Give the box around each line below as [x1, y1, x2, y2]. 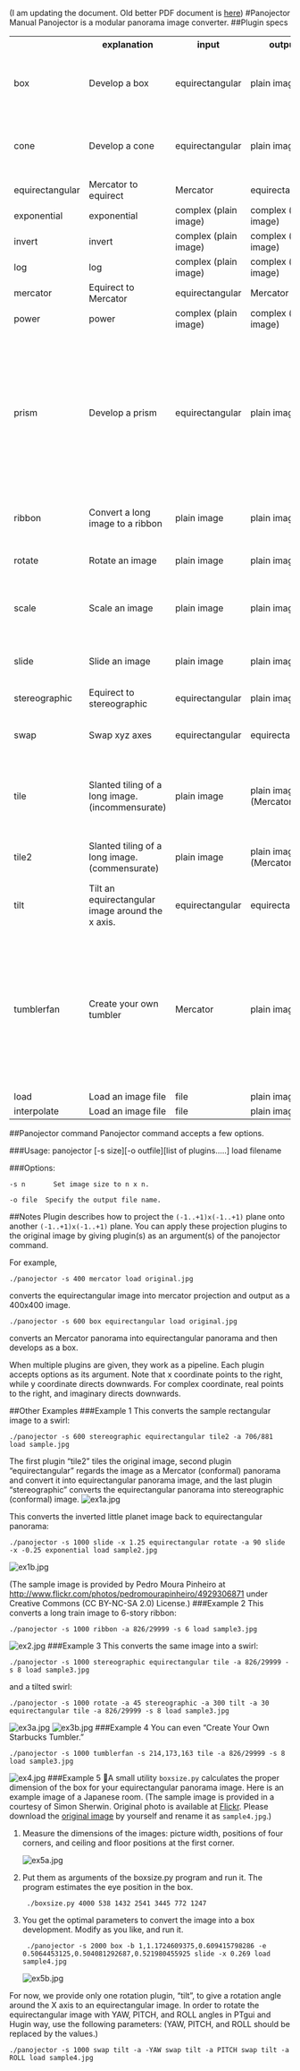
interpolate [13, 1105, 60, 1117]
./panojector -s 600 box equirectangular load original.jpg [9, 1317, 238, 1326]
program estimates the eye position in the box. [21, 1882, 194, 1892]
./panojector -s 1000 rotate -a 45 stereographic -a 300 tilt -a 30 [9, 1699, 270, 1707]
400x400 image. [9, 1300, 71, 1310]
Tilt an [88, 882, 115, 894]
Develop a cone [88, 140, 154, 151]
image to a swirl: [9, 1415, 70, 1425]
